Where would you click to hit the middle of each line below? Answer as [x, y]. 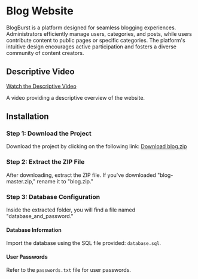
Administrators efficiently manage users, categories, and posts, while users [99, 33]
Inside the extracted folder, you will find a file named [71, 210]
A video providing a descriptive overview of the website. [76, 97]
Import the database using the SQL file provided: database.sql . [84, 243]
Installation [28, 117]
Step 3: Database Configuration [53, 197]
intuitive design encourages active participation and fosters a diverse [92, 47]
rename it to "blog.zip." [65, 181]
